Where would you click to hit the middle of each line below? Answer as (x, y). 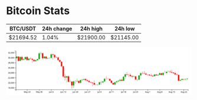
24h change (57, 29)
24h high (91, 29)
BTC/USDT (23, 29)
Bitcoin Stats (38, 11)
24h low (124, 29)
